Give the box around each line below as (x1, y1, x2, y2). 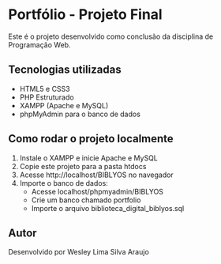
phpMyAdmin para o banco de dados (19, 109, 140, 119)
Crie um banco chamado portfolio (31, 195, 141, 205)
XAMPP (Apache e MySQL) (19, 100, 109, 110)
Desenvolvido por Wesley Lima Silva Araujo (8, 247, 150, 257)
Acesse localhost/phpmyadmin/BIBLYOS (31, 187, 164, 196)
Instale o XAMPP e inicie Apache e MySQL (19, 153, 158, 163)
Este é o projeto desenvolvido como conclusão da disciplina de (8, 32, 214, 41)
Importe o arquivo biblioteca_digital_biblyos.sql (31, 203, 185, 213)
